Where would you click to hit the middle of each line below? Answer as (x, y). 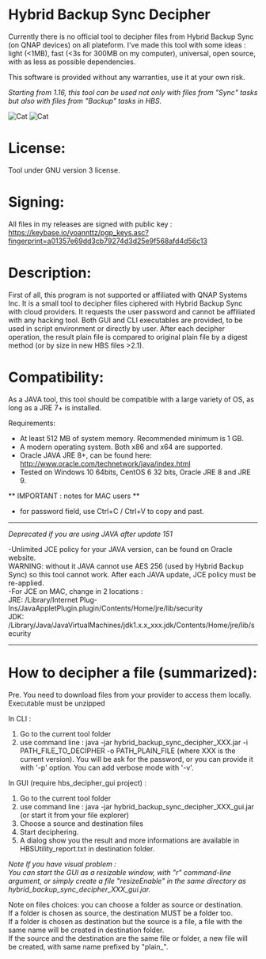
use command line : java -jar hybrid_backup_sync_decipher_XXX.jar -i (133, 742)
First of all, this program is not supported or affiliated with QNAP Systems (128, 295)
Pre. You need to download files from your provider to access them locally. (130, 695)
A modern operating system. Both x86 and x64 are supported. (121, 447)
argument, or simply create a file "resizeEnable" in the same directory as (127, 881)
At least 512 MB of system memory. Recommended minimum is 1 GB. (131, 438)
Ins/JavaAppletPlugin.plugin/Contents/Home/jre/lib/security (106, 608)
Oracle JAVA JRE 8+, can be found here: (85, 455)
